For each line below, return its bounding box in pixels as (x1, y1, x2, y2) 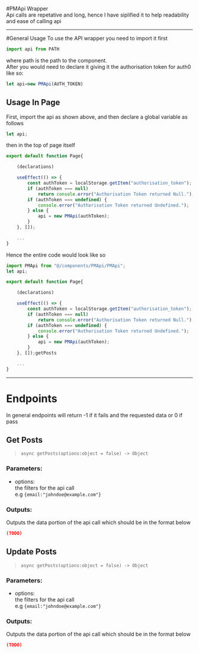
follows (6, 119, 24, 126)
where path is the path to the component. (6, 56, 108, 64)
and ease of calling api (6, 18, 62, 24)
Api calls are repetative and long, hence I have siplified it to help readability (6, 11, 190, 18)
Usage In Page (6, 97, 60, 107)
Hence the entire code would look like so (6, 251, 106, 258)
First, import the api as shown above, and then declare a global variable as (6, 113, 188, 121)
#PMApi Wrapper (6, 5, 49, 12)
